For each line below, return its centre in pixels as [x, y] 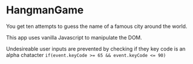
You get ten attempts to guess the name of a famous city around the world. [97, 26]
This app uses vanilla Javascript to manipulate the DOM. [74, 37]
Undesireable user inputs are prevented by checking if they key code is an [96, 49]
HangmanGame [45, 10]
